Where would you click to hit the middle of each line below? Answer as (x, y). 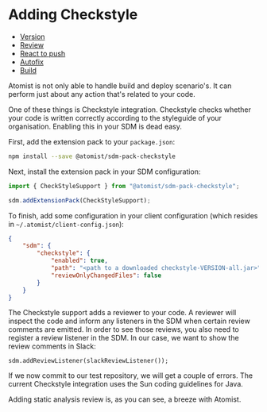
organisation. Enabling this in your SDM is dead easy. (95, 126)
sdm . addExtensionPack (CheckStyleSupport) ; (79, 200)
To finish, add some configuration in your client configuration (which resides (133, 215)
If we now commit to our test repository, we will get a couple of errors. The (130, 375)
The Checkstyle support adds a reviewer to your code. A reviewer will (122, 313)
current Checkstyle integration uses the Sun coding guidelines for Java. (126, 384)
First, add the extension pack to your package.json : (92, 141)
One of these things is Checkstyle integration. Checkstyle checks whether (130, 110)
